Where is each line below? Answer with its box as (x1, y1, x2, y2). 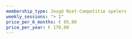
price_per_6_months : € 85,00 (6, 19, 77, 25)
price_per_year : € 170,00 (6, 24, 69, 30)
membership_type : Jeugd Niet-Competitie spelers (6, 8, 127, 14)
